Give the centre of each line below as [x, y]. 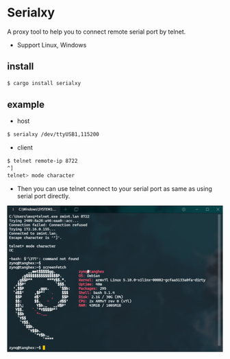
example [26, 105]
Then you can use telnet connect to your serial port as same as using [114, 188]
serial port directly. [43, 196]
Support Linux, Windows [52, 45]
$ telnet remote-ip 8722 [42, 161]
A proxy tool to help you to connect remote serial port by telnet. [97, 32]
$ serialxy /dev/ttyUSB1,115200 [53, 135]
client [25, 148]
